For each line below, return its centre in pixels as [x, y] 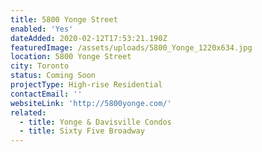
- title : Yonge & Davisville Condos [95, 122]
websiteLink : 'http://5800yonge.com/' [91, 103]
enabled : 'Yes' [42, 29]
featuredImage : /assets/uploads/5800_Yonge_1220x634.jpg [131, 47]
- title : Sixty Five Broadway [82, 131]
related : [28, 112]
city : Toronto [40, 66]
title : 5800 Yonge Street [64, 19]
